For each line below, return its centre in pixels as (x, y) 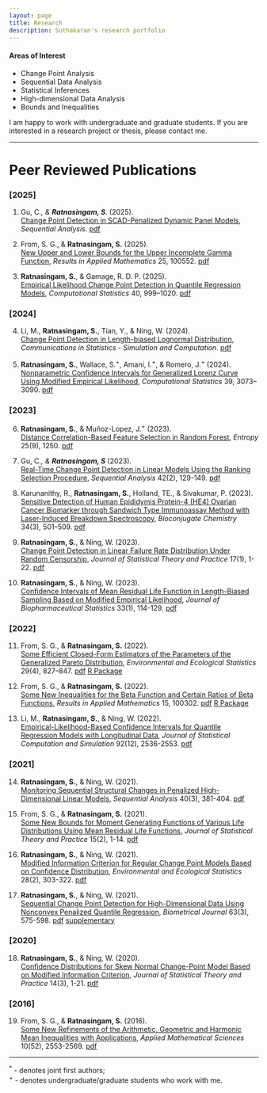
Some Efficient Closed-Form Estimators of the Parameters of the (126, 654)
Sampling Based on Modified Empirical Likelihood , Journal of (120, 600)
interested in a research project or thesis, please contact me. (108, 131)
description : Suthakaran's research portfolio (87, 30)
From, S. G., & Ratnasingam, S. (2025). (84, 244)
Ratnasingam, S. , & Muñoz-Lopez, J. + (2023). (96, 428)
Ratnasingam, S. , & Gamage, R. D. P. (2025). (93, 276)
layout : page (31, 15)
